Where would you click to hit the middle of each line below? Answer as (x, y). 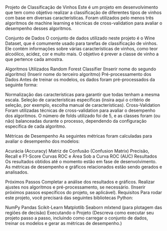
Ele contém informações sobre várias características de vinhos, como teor (82, 49)
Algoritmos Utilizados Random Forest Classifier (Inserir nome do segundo (81, 69)
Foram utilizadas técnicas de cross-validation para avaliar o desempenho (80, 110)
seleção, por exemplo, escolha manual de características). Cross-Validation (83, 105)
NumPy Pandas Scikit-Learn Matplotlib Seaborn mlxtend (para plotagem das (84, 207)
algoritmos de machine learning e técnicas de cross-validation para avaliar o (84, 23)
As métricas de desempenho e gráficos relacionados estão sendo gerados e (84, 167)
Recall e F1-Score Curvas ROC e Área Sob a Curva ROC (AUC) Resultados (81, 156)
